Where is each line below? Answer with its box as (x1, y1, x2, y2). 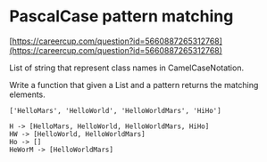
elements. (9, 89, 46, 100)
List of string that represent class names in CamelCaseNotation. (9, 62, 244, 73)
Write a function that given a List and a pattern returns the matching (9, 79, 259, 90)
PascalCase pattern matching (9, 6, 234, 27)
